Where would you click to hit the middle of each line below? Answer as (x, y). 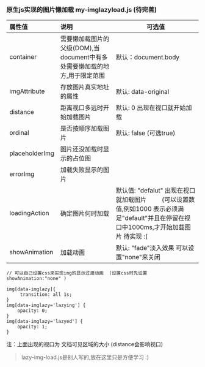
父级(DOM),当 (80, 48)
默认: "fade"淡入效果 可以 (152, 248)
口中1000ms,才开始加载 (150, 227)
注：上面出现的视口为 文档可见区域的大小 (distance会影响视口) (85, 344)
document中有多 (84, 58)
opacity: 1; (32, 327)
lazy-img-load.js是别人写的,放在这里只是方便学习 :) (85, 357)
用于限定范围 (86, 76)
